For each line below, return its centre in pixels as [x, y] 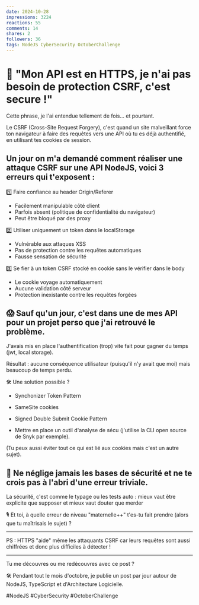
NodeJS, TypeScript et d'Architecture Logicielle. [65, 584]
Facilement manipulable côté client [57, 205]
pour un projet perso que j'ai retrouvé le [81, 323]
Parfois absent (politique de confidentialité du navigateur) [85, 212]
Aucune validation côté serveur [53, 288]
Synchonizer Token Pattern [48, 396]
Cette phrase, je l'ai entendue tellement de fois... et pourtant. [80, 116]
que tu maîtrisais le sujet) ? [39, 524]
